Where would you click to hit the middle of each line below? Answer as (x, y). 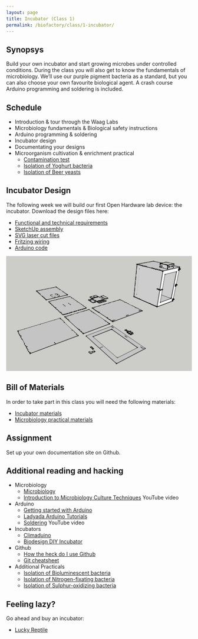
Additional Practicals (39, 567)
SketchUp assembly (39, 229)
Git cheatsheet (41, 560)
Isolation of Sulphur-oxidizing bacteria (70, 586)
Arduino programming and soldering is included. (65, 89)
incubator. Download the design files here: (57, 211)
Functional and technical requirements (61, 222)
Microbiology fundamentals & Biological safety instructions (86, 128)
